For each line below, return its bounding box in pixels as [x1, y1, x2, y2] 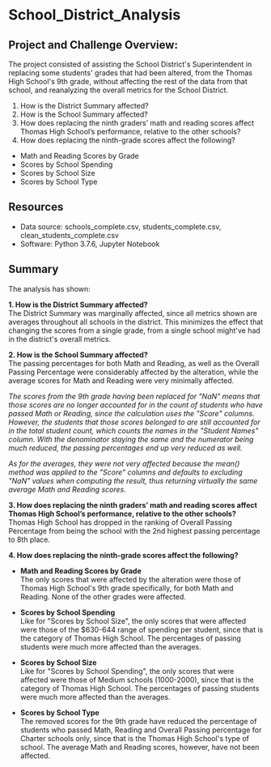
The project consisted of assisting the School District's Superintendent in [8, 59, 252, 69]
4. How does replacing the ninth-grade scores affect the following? [8, 550, 239, 560]
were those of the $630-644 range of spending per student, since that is [19, 624, 264, 634]
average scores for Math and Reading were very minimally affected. [8, 375, 235, 386]
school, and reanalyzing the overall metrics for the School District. [8, 85, 229, 95]
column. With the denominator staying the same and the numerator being [8, 434, 254, 444]
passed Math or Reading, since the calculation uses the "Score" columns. [8, 408, 255, 418]
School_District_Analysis [8, 6, 181, 24]
